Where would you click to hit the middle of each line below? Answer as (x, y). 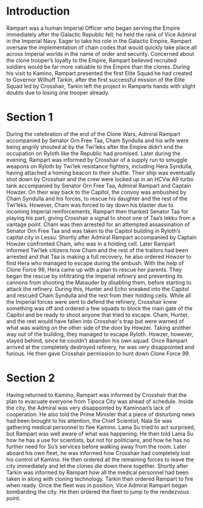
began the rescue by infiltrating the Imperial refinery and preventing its (95, 276)
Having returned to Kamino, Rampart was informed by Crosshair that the (97, 395)
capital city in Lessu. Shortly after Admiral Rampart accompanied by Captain (101, 237)
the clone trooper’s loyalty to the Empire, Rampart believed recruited (92, 60)
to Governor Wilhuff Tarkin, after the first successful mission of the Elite (96, 80)
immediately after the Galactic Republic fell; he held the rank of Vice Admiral (101, 34)
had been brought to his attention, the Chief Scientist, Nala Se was (89, 420)
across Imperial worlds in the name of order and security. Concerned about (100, 53)
